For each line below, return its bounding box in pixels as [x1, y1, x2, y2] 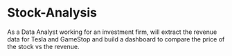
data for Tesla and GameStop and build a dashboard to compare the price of [7, 35, 225, 43]
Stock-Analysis [7, 5, 98, 21]
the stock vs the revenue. [7, 42, 80, 50]
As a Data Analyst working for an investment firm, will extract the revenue [7, 28, 217, 36]
